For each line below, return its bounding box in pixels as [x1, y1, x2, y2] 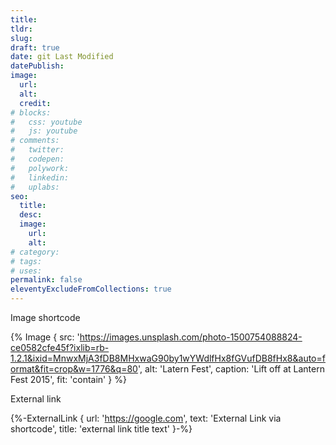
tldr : [10, 24, 33, 34]
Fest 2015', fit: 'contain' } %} [10, 374, 127, 385]
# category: [10, 247, 60, 257]
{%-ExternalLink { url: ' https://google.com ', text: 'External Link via [10, 412, 282, 424]
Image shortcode [10, 312, 81, 323]
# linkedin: [10, 172, 70, 183]
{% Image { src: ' [10, 331, 80, 343]
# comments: [10, 136, 60, 146]
